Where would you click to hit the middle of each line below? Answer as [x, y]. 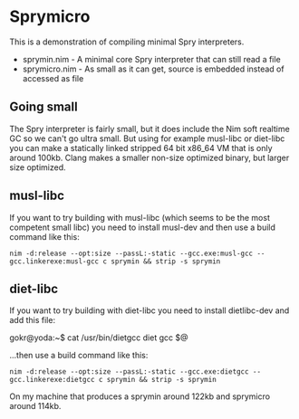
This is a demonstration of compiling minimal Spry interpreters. [127, 42]
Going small [44, 107]
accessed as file [53, 78]
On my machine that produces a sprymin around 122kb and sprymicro [140, 396]
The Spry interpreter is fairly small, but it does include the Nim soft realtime [149, 129]
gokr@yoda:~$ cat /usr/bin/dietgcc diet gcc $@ [99, 338]
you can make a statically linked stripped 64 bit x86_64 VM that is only [141, 148]
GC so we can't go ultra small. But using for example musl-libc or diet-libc [147, 138]
